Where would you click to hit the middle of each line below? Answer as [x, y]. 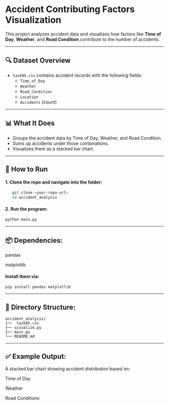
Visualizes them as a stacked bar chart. [53, 149]
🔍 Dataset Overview [38, 61]
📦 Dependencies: [34, 240]
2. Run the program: [26, 209]
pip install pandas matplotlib [38, 287]
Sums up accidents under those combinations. [61, 143]
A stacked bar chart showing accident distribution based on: [68, 369]
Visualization [33, 20]
